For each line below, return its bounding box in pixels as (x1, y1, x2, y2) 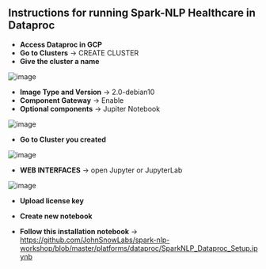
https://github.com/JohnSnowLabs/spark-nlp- (19, 235, 170, 244)
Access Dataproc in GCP (19, 40, 103, 49)
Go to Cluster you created (19, 134, 107, 144)
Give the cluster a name (19, 56, 100, 66)
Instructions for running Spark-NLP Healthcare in (8, 6, 256, 20)
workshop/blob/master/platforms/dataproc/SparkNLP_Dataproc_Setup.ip (19, 243, 259, 252)
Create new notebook (19, 211, 93, 221)
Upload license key (19, 195, 85, 205)
